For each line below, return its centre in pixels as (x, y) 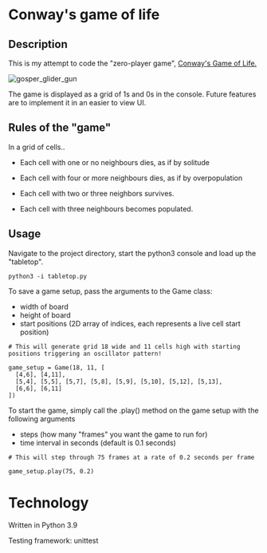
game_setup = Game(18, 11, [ (57, 367)
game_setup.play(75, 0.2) (51, 471)
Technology (49, 502)
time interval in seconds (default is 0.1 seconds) (98, 442)
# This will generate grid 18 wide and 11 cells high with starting (124, 346)
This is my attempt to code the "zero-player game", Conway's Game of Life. (133, 63)
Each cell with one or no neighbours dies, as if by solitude (114, 162)
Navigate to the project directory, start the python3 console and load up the (132, 253)
